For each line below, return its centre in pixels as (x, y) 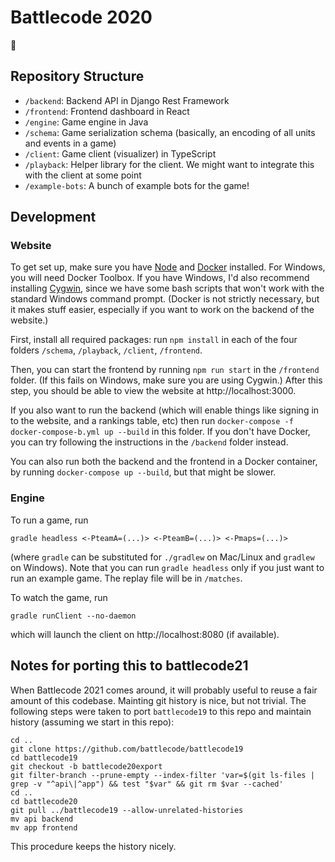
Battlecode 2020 (81, 17)
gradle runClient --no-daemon (73, 616)
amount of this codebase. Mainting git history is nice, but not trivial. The (158, 700)
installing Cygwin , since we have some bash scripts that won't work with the (167, 288)
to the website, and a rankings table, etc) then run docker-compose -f (152, 421)
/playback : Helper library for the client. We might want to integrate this (169, 164)
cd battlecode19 (44, 757)
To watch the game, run (59, 597)
